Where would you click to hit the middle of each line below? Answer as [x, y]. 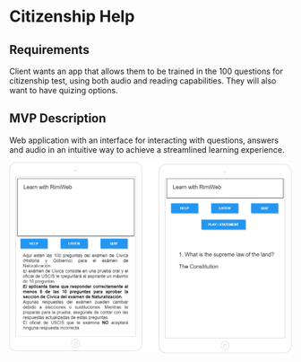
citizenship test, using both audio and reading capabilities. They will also [143, 81]
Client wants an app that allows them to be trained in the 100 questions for [146, 71]
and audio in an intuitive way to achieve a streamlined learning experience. [147, 149]
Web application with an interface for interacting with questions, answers [144, 140]
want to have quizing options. [64, 90]
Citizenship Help [72, 17]
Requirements [49, 50]
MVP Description [58, 119]
